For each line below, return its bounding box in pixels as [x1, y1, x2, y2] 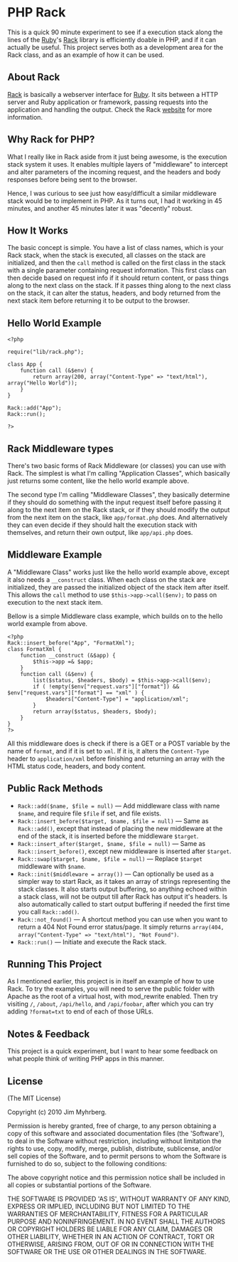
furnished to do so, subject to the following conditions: [7, 1159, 167, 1168]
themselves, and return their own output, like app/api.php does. [7, 528, 193, 536]
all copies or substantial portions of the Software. [7, 1181, 151, 1189]
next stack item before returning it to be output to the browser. [7, 296, 190, 305]
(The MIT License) [7, 1094, 62, 1102]
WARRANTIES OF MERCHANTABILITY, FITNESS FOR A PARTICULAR [7, 1210, 208, 1219]
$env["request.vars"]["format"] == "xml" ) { [7, 689, 144, 697]
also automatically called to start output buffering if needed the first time [17, 899, 230, 908]
